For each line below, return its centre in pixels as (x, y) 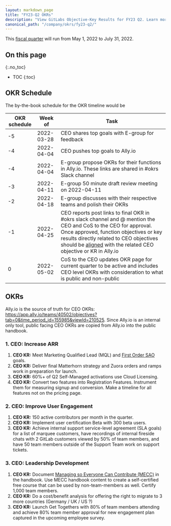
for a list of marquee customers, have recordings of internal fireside (83, 434)
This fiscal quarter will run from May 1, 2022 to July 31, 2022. (69, 39)
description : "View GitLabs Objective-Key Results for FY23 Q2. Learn (82, 19)
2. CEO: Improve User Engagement (49, 406)
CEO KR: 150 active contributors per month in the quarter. (73, 417)
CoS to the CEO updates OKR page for (107, 259)
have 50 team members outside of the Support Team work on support (86, 444)
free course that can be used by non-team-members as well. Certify (84, 485)
